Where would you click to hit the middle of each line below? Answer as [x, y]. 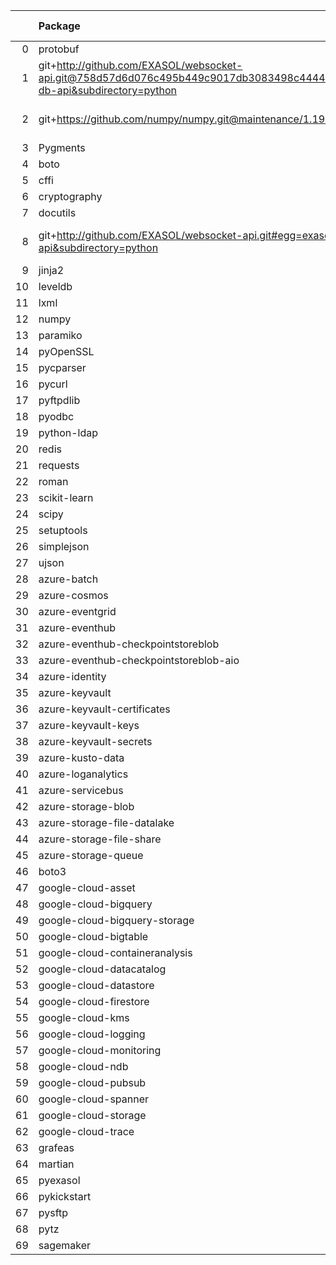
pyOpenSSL [66, 351]
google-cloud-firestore [94, 1001]
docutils [57, 212]
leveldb [55, 286]
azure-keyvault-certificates [104, 709]
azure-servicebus [81, 790]
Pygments [62, 147]
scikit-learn [66, 497]
